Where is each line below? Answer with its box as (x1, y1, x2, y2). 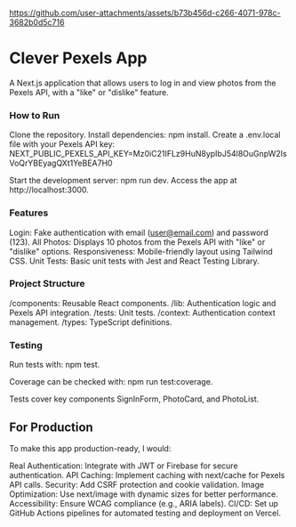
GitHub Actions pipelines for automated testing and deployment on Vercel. (9, 507, 282, 518)
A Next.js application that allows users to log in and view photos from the (9, 77, 276, 88)
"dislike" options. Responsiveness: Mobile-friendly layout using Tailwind (9, 246, 273, 256)
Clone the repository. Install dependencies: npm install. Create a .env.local (9, 129, 281, 141)
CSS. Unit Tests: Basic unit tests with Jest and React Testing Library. (9, 255, 260, 266)
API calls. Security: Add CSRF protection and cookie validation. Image (9, 479, 265, 490)
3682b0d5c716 (9, 17, 65, 28)
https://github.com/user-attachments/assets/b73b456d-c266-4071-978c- (9, 8, 282, 18)
